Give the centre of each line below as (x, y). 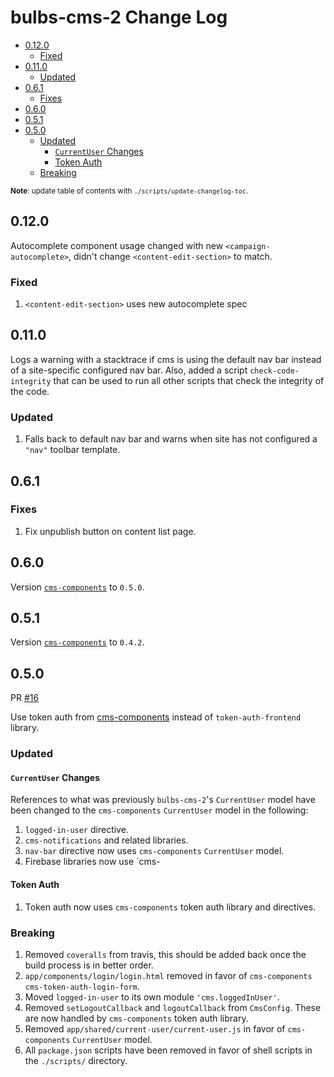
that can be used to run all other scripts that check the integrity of (189, 380)
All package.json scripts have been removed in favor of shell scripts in (168, 1050)
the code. (30, 391)
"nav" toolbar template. (72, 450)
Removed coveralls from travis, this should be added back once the (165, 954)
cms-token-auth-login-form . (82, 986)
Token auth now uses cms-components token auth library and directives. (170, 907)
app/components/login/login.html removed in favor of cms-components (168, 975)
